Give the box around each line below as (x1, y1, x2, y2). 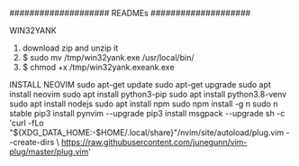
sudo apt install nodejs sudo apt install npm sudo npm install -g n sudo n (9, 98, 278, 109)
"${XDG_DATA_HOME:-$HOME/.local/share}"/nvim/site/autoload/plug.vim (9, 127, 285, 138)
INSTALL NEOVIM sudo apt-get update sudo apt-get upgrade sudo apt (9, 79, 272, 89)
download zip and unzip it (22, 42, 119, 53)
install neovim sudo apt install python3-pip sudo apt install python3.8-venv (9, 89, 287, 99)
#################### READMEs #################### (9, 8, 251, 18)
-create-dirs (9, 137, 55, 147)
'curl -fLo (9, 117, 45, 128)
